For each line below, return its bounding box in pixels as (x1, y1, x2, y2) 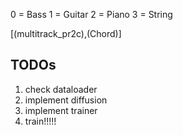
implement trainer (24, 104, 98, 116)
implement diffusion (24, 94, 108, 106)
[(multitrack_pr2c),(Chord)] (10, 28, 122, 39)
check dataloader (24, 83, 98, 95)
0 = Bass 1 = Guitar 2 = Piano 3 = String (10, 9, 173, 20)
